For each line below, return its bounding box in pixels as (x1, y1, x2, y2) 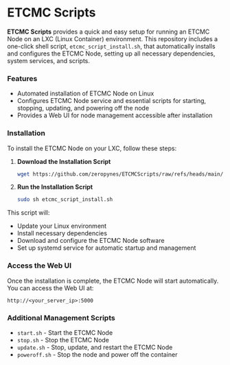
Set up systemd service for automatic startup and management (16, 244, 196, 252)
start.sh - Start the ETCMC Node (16, 328, 113, 337)
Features (7, 73, 38, 83)
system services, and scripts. (7, 56, 91, 64)
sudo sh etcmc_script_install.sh (16, 196, 113, 203)
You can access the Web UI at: (7, 283, 94, 292)
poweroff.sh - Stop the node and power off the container (16, 350, 178, 358)
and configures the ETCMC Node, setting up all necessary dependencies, (7, 49, 216, 58)
